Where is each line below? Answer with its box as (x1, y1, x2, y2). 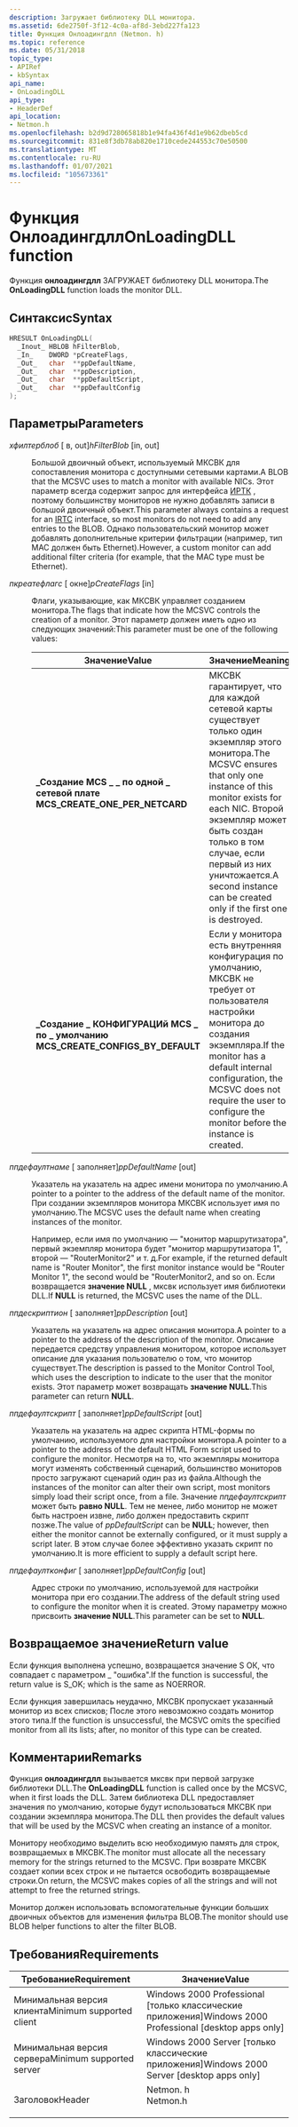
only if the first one (208, 902, 288, 915)
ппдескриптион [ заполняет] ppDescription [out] (9, 1307, 188, 1318)
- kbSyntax (9, 71, 50, 80)
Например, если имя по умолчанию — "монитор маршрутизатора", (31, 1234, 288, 1244)
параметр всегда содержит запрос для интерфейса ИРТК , (31, 485, 256, 496)
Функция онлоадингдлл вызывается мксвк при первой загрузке (9, 1774, 255, 1784)
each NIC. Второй (208, 802, 284, 814)
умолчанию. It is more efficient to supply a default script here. (31, 1547, 258, 1559)
